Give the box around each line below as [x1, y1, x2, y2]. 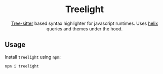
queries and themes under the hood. [47, 25, 123, 31]
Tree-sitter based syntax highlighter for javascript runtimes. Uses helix [11, 20, 158, 26]
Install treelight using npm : [5, 54, 61, 60]
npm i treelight [5, 63, 39, 69]
